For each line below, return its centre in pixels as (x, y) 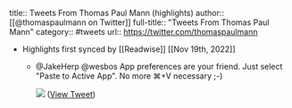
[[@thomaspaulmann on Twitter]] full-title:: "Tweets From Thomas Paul (139, 22)
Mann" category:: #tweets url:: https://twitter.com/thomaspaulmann (133, 32)
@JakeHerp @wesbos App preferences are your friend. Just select (159, 66)
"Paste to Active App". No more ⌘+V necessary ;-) (129, 76)
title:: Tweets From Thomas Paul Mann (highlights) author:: (117, 13)
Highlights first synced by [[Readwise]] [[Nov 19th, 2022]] (129, 49)
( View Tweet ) (71, 94)
